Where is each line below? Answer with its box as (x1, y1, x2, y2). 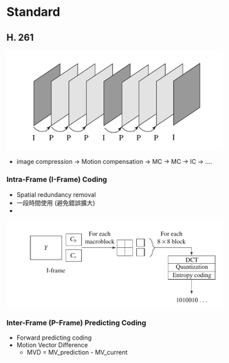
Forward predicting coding (16, 333, 92, 342)
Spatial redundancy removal (16, 190, 96, 198)
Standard (6, 4, 61, 20)
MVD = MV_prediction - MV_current (26, 349, 128, 357)
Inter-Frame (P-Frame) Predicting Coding (6, 318, 146, 327)
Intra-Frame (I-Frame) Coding (6, 175, 107, 185)
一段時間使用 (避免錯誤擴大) (16, 198, 96, 207)
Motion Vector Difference (16, 341, 89, 349)
